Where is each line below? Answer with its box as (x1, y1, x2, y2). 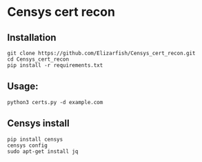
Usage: (7, 81, 39, 92)
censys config (7, 142, 48, 149)
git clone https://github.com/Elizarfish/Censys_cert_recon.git (7, 50, 196, 57)
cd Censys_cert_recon (7, 56, 70, 63)
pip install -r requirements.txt (7, 62, 103, 69)
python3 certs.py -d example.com (7, 99, 103, 105)
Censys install (7, 118, 70, 130)
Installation (7, 32, 57, 43)
